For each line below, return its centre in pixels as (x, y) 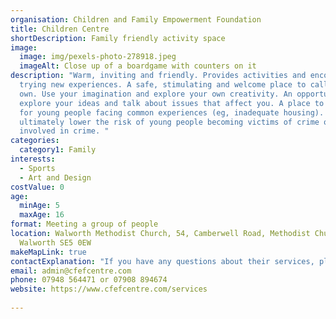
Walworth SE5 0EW (55, 242)
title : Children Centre (60, 29)
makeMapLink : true (48, 252)
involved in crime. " (64, 131)
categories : (35, 141)
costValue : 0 (37, 187)
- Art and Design (55, 177)
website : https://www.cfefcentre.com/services (109, 289)
